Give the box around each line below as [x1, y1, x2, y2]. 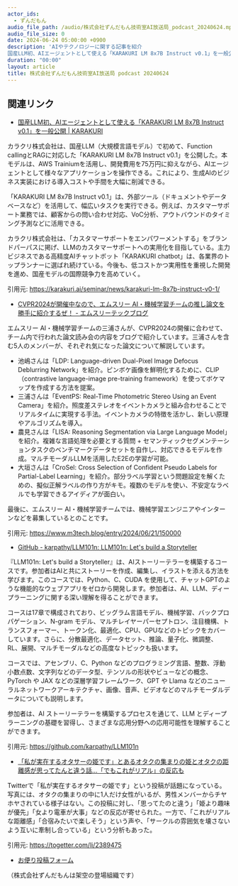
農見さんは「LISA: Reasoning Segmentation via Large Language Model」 [17, 427, 231, 437]
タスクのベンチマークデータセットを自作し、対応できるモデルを [30, 445, 217, 454]
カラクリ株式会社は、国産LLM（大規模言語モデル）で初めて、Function [7, 142, 212, 151]
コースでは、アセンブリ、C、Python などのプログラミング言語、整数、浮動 [7, 659, 226, 667]
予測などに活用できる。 [19, 219, 89, 228]
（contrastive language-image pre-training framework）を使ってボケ [17, 374, 220, 383]
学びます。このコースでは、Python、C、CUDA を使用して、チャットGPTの [7, 576, 225, 584]
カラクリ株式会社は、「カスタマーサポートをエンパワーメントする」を [7, 234, 209, 243]
